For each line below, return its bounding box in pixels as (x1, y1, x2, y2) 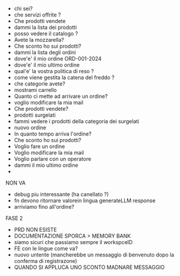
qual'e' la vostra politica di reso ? (14, 68, 94, 74)
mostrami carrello (14, 87, 57, 93)
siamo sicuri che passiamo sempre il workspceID (14, 239, 133, 245)
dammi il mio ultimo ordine (14, 162, 79, 169)
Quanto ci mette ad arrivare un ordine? (14, 93, 108, 100)
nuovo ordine (14, 124, 46, 131)
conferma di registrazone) (14, 258, 78, 264)
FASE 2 (5, 215, 23, 222)
